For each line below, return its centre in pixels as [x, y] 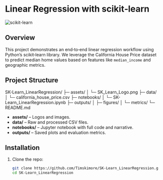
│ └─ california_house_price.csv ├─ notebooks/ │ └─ [59, 97]
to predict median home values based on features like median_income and [78, 60]
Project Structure [32, 81]
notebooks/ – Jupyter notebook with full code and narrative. [73, 127]
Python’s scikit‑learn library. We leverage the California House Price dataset [81, 54]
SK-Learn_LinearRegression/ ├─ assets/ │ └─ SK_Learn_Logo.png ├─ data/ [81, 92]
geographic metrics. [25, 65]
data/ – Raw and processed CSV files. [50, 122]
